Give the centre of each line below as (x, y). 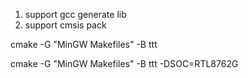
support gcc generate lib (75, 14)
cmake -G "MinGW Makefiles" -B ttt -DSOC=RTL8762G (124, 63)
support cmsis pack (65, 25)
